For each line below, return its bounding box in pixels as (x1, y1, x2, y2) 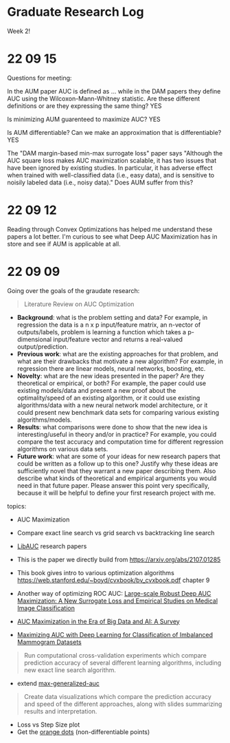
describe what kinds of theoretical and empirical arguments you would (16, 474, 217, 482)
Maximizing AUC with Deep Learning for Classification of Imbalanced (16, 630, 214, 638)
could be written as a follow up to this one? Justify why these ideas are (16, 459, 218, 468)
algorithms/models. (16, 416, 72, 424)
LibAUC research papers (16, 541, 87, 550)
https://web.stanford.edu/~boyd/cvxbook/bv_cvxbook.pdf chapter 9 (16, 576, 210, 584)
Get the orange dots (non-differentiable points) (16, 727, 150, 736)
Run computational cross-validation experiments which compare (23, 651, 207, 659)
